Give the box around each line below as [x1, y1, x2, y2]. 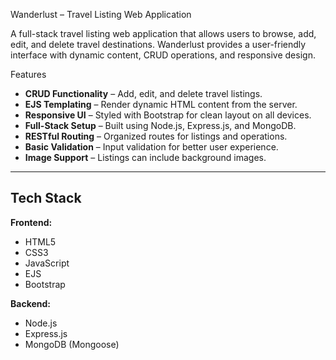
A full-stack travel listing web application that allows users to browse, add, [10, 28, 317, 39]
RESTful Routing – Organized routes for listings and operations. [24, 130, 288, 142]
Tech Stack [10, 190, 82, 207]
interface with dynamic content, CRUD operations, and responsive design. [10, 49, 316, 61]
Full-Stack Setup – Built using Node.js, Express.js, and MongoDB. [24, 120, 297, 131]
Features [10, 69, 47, 80]
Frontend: [10, 216, 53, 228]
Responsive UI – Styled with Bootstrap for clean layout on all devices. [24, 109, 312, 121]
